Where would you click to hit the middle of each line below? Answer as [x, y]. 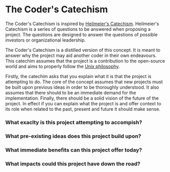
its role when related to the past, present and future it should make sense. [83, 109]
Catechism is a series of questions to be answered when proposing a [78, 29]
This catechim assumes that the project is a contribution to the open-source [85, 61]
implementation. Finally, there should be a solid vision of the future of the [82, 98]
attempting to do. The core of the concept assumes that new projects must [84, 82]
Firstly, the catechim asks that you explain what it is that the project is [78, 76]
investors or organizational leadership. [45, 40]
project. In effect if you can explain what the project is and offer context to [83, 103]
